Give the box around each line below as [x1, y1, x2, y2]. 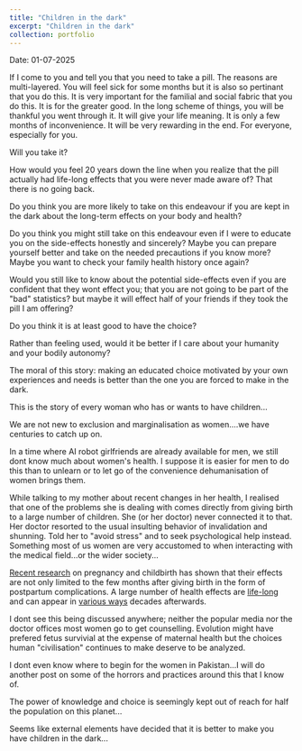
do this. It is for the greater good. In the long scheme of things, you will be [9, 101, 284, 112]
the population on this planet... [9, 706, 123, 717]
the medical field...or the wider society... [9, 550, 160, 561]
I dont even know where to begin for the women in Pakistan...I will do [9, 660, 266, 671]
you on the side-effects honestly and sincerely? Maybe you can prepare [9, 238, 277, 249]
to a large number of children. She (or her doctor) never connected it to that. [9, 511, 293, 523]
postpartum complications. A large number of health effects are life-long [9, 587, 279, 598]
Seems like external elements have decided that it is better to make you [9, 723, 275, 735]
